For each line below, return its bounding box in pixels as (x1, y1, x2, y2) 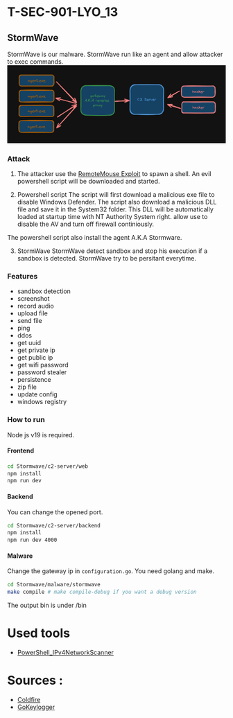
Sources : (7, 673, 64, 688)
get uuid (17, 339, 42, 347)
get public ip (17, 353, 53, 362)
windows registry (17, 398, 67, 406)
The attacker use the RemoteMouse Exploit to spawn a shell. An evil (17, 169, 212, 177)
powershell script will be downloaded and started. (17, 177, 160, 185)
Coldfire (17, 696, 41, 704)
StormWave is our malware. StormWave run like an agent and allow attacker (7, 50, 223, 58)
